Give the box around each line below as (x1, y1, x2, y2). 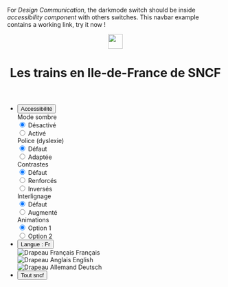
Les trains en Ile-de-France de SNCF (10, 65, 221, 81)
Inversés (27, 185, 53, 193)
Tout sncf (20, 272, 45, 279)
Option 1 (27, 224, 52, 233)
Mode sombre (16, 113, 57, 121)
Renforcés (27, 177, 57, 185)
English (72, 256, 94, 264)
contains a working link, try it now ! (7, 21, 106, 28)
